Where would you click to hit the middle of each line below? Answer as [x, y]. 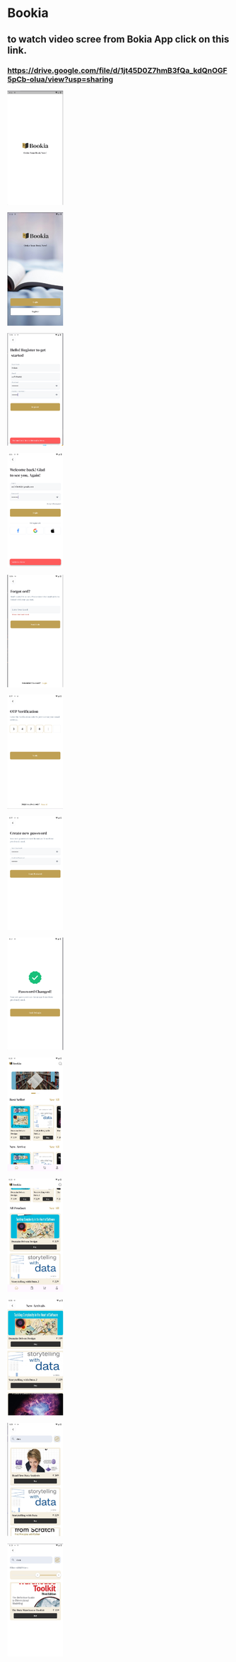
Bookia [28, 13]
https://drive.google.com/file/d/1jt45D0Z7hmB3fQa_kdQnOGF [117, 70]
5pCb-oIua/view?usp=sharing [60, 79]
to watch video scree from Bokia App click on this [118, 39]
